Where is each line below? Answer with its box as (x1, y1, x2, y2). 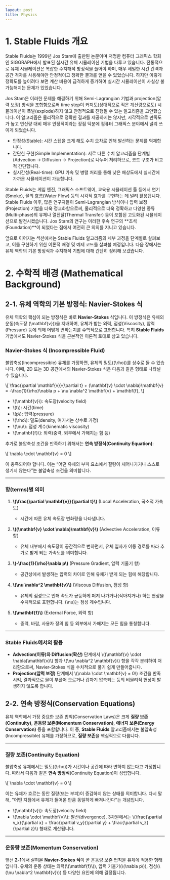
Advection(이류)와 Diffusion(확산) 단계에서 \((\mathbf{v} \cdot (12, 651, 142, 657)
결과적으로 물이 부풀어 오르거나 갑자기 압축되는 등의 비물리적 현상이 (23, 677, 156, 683)
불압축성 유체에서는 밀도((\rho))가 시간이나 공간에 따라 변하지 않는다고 (5, 764, 143, 770)
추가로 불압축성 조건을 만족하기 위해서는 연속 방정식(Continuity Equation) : (5, 441, 154, 447)
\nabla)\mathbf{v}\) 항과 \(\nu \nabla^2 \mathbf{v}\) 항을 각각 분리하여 (12, 658, 157, 664)
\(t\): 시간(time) (12, 404, 44, 410)
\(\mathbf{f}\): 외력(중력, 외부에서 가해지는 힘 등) (12, 429, 110, 435)
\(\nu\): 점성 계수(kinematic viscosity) (12, 423, 90, 429)
